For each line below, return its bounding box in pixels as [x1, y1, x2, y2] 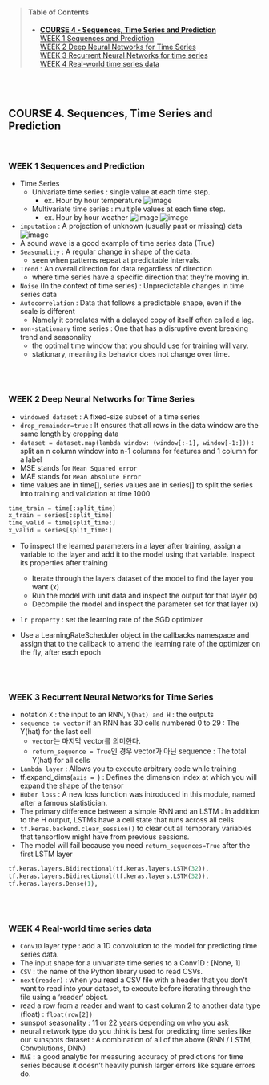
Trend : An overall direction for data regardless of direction [19, 264, 212, 274]
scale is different [19, 307, 75, 316]
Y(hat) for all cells [31, 756, 90, 765]
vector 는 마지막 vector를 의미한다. [31, 736, 142, 746]
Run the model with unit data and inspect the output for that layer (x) [31, 591, 258, 601]
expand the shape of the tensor [19, 781, 124, 791]
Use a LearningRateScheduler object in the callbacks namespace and [19, 630, 250, 640]
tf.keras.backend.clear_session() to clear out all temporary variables [19, 824, 252, 834]
